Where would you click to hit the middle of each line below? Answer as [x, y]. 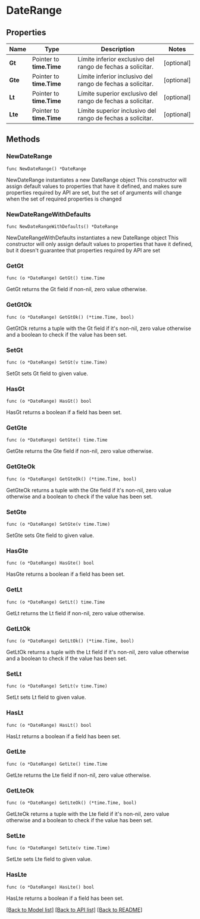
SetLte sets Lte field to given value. [49, 859]
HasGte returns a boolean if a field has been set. [65, 574]
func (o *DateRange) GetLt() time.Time [56, 602]
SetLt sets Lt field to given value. [46, 697]
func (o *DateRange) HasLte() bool [50, 887]
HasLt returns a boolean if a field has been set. [63, 736]
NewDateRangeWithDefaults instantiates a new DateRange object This [92, 238]
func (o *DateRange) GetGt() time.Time [56, 278]
